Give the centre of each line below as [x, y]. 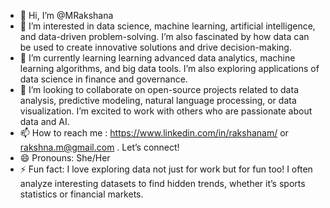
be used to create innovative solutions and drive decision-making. [155, 47]
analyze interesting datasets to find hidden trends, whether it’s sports [162, 183]
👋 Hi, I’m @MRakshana [66, 15]
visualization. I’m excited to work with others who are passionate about [166, 111]
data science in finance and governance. [103, 79]
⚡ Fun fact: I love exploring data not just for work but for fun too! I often [166, 169]
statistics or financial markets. [81, 194]
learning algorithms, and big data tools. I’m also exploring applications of [169, 68]
